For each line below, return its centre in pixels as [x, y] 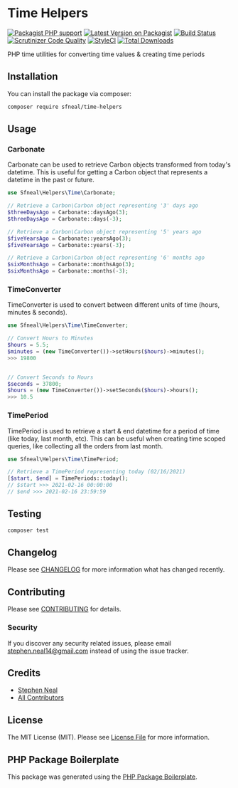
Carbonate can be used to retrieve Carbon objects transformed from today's [119, 164]
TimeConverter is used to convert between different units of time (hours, [114, 305]
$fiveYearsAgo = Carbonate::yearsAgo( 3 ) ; [70, 238]
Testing [25, 514]
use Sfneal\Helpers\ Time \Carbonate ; [61, 193]
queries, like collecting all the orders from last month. [85, 446]
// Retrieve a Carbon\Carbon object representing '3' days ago [103, 206]
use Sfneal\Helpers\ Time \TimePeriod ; [63, 459]
